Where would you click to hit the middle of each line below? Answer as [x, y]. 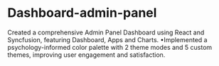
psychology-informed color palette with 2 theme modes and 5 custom [110, 47]
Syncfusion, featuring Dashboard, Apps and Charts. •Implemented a [107, 39]
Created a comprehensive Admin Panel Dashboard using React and [106, 32]
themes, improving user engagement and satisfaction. [86, 55]
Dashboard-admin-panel [82, 13]
